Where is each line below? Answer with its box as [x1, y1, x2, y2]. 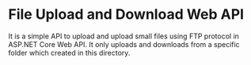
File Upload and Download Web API [8, 5, 244, 23]
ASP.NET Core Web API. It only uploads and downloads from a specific [8, 39, 240, 49]
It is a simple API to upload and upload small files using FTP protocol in [8, 31, 240, 41]
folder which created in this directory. [8, 48, 131, 57]
